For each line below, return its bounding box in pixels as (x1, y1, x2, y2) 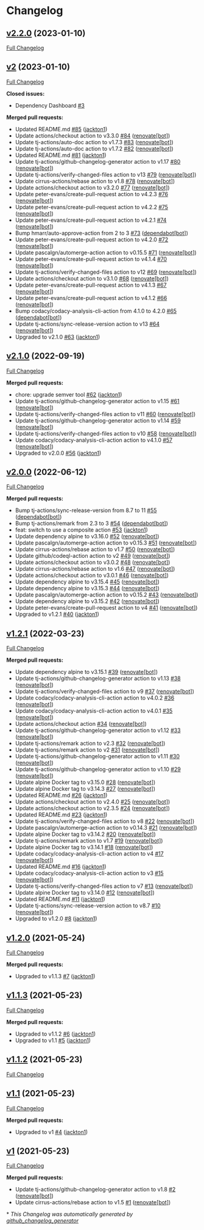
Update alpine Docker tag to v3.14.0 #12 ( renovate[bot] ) (15, 889, 155, 896)
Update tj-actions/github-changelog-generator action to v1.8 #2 (15, 1186, 176, 1193)
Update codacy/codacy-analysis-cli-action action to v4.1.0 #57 (15, 436, 173, 444)
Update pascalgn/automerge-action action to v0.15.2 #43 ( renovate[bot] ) (15, 591, 199, 599)
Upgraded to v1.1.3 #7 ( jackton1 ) (15, 973, 96, 980)
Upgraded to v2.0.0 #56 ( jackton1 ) (15, 449, 102, 456)
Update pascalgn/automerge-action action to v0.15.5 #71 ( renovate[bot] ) (15, 249, 197, 256)
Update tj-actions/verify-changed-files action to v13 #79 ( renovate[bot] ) (15, 170, 197, 178)
